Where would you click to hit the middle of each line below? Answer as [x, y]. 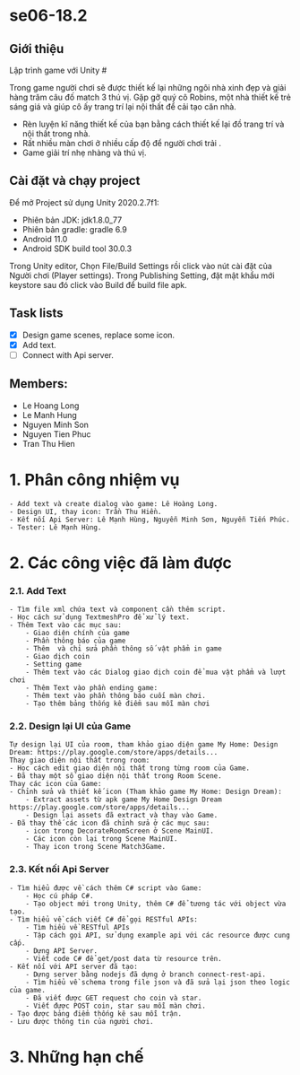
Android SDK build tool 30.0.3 [77, 249]
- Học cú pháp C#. [60, 896]
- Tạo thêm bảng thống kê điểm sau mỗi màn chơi [118, 704]
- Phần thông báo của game [76, 641]
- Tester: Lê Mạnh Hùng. [56, 527]
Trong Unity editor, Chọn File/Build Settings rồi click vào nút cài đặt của [141, 266]
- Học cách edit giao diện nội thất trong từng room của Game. [130, 768]
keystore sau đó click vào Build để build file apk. [99, 284]
